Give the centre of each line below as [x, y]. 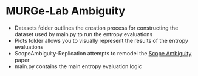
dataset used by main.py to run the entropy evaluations [84, 34]
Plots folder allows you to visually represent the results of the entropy [101, 40]
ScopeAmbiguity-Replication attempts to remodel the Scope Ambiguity [103, 53]
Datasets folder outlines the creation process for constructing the [96, 28]
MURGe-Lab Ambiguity [66, 11]
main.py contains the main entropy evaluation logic [78, 66]
